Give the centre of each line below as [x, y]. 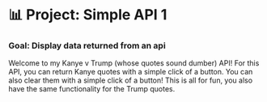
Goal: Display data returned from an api [87, 46]
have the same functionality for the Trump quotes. [92, 89]
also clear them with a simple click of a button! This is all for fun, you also [131, 80]
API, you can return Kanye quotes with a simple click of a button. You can [131, 72]
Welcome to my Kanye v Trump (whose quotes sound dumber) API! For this [134, 63]
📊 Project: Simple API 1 [88, 15]
